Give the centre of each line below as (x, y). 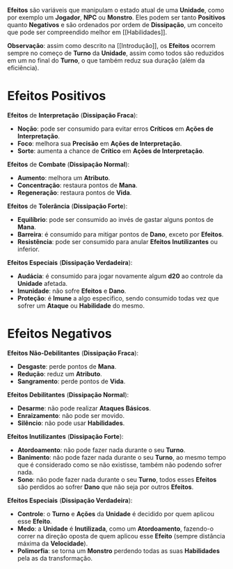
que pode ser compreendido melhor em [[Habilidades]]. (87, 32)
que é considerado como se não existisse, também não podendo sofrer (120, 465)
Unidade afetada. (42, 283)
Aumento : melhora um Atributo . (64, 177)
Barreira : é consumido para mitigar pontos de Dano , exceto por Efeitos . (120, 234)
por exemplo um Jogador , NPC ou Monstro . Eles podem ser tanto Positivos (116, 17)
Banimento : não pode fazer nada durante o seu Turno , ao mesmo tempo (121, 457)
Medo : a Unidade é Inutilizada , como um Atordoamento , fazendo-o (115, 529)
